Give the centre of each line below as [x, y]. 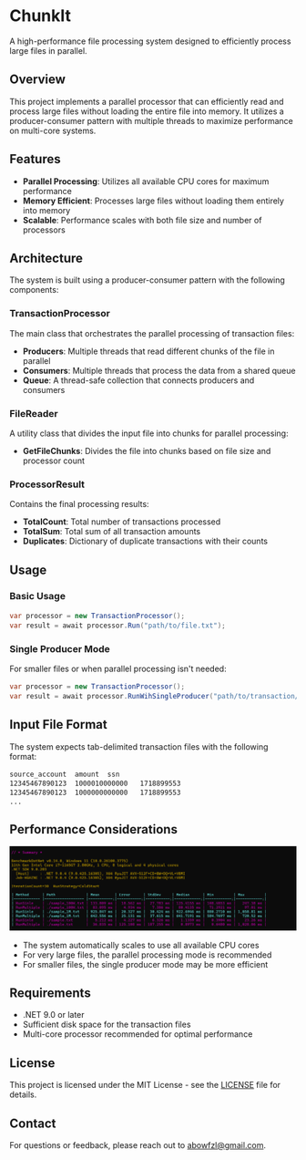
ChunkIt [40, 16]
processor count [53, 461]
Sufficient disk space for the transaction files [107, 1025]
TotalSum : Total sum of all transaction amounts [112, 532]
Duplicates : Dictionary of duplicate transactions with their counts [145, 541]
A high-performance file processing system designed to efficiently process [150, 41]
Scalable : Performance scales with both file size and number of [142, 220]
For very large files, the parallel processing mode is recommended [147, 955]
